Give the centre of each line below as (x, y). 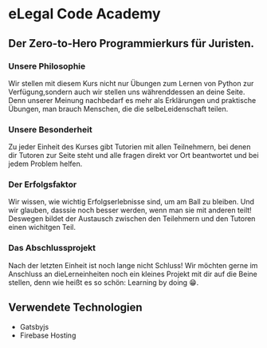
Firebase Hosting (48, 335)
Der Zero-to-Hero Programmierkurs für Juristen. (132, 43)
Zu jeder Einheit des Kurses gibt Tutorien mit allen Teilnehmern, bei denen (130, 147)
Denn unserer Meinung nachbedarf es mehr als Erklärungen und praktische (132, 100)
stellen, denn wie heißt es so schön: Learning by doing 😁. (104, 282)
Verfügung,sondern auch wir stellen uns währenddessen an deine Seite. (127, 92)
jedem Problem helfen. (45, 164)
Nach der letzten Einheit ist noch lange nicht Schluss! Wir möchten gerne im (133, 265)
